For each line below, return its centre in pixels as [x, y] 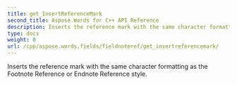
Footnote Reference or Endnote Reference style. [78, 74]
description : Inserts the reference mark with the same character [107, 27]
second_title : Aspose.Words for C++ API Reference [83, 20]
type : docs [23, 33]
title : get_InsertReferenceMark [55, 14]
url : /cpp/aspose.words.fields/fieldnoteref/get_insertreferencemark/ [113, 46]
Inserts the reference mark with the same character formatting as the [108, 66]
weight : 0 [22, 40]
